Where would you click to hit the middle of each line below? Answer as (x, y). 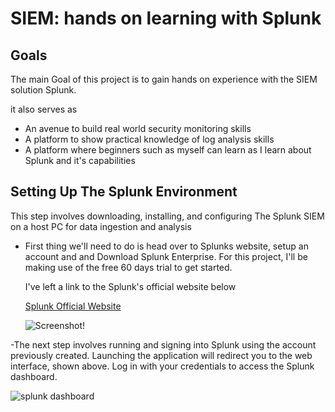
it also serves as (44, 109)
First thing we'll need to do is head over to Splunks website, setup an (166, 246)
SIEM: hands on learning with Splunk (166, 18)
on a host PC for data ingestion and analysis (101, 226)
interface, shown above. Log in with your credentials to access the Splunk (162, 366)
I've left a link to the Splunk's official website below (130, 286)
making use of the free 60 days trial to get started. (128, 267)
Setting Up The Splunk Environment (124, 192)
